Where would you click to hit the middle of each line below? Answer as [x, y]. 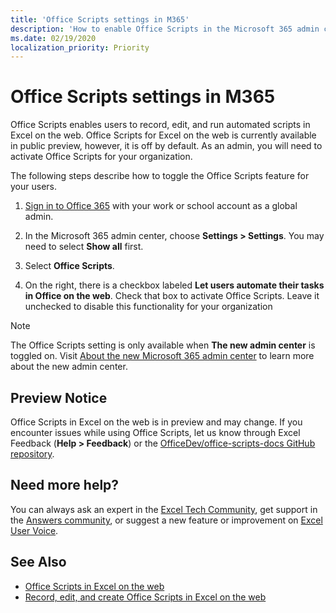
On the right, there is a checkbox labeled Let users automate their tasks [174, 285]
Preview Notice [59, 397]
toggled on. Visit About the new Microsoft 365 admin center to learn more [162, 356]
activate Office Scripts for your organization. [101, 157]
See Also [38, 562]
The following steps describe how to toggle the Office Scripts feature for [160, 176]
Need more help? [65, 485]
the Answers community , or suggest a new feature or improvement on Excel [166, 520]
